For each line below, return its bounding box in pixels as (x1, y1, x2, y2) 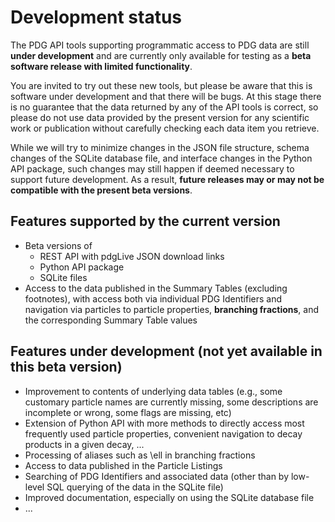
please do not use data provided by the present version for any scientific (10, 111, 310, 123)
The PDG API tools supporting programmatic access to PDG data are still (10, 39, 310, 51)
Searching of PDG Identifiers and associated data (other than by (24, 470, 290, 482)
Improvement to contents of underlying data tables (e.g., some (24, 385, 283, 397)
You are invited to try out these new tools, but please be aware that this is (10, 79, 313, 91)
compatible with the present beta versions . (10, 184, 193, 196)
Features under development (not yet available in (10, 343, 323, 360)
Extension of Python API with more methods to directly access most (24, 417, 305, 429)
